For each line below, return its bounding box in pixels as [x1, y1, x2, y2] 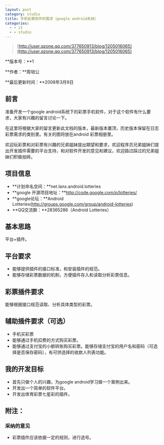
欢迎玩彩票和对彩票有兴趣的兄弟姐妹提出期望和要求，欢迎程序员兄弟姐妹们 [5, 142, 155, 147]
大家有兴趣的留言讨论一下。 [13, 115, 69, 121]
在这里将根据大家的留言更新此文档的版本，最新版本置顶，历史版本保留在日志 [5, 125, 159, 131]
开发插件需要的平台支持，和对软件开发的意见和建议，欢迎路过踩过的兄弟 [9, 147, 155, 154]
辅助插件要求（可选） [5, 317, 69, 325]
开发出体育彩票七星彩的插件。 [12, 391, 72, 397]
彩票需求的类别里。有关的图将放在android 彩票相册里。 [5, 131, 116, 137]
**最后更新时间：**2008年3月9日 [5, 79, 74, 85]
